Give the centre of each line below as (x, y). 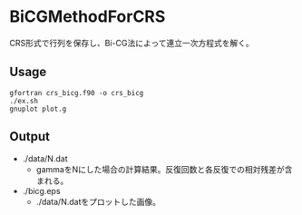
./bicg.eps (41, 191)
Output (29, 137)
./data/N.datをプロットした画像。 (98, 201)
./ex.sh (24, 101)
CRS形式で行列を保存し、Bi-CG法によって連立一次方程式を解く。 (132, 43)
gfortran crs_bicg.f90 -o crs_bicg (77, 93)
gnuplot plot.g (38, 109)
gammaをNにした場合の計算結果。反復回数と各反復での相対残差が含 (164, 169)
